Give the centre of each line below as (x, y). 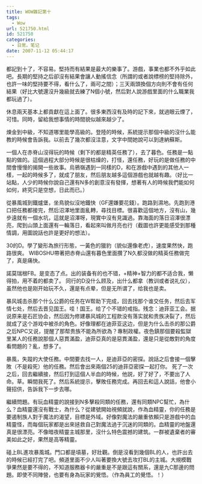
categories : (21, 40)
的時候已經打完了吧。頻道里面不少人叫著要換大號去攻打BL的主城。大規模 (96, 459)
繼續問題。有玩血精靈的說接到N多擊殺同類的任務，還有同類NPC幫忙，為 (96, 402)
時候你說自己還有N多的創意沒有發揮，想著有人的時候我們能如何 (116, 182)
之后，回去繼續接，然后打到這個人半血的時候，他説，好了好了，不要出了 (96, 374)
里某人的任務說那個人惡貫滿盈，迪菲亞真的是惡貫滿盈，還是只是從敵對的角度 (101, 338)
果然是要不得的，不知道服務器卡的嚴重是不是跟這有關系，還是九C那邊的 (100, 467)
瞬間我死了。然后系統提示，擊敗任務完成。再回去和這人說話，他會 (109, 381)
